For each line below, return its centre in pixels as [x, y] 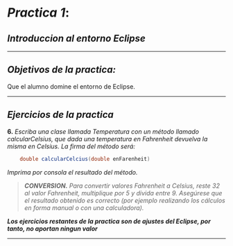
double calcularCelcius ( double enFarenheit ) [85, 159]
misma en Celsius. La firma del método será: [71, 146]
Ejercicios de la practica [61, 115]
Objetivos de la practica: [62, 70]
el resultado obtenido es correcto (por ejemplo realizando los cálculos [124, 200]
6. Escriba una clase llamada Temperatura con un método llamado [103, 131]
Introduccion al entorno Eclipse [76, 38]
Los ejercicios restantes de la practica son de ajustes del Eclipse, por [109, 221]
